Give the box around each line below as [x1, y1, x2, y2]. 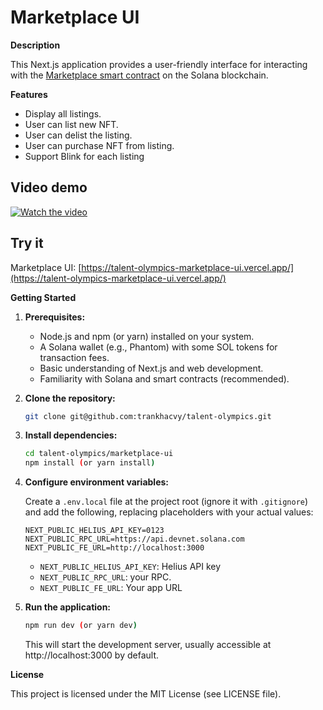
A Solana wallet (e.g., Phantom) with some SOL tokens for [39, 341, 278, 353]
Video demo [10, 179, 88, 196]
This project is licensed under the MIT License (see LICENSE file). [10, 688, 282, 700]
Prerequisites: [24, 311, 86, 323]
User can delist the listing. [24, 129, 133, 141]
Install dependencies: [24, 429, 118, 441]
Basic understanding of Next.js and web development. [39, 362, 264, 374]
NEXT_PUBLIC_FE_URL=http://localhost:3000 [24, 543, 205, 553]
